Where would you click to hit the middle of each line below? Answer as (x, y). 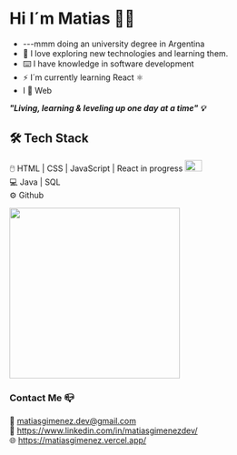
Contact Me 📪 (42, 398)
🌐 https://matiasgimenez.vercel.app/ (78, 440)
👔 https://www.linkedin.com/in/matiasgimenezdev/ (104, 430)
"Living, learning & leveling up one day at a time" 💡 (108, 107)
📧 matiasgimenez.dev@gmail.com (73, 421)
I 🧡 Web (37, 90)
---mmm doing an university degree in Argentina (114, 44)
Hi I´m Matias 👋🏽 (72, 19)
